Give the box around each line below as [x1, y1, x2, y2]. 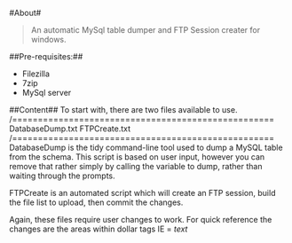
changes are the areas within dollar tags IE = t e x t [9, 223, 188, 234]
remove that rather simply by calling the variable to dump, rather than [9, 161, 263, 171]
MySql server [21, 88, 72, 98]
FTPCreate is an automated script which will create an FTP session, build [9, 188, 276, 198]
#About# [9, 8, 42, 18]
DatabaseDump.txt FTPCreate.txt [9, 123, 131, 134]
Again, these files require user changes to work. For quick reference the [9, 215, 272, 224]
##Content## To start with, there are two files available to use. [9, 105, 238, 114]
